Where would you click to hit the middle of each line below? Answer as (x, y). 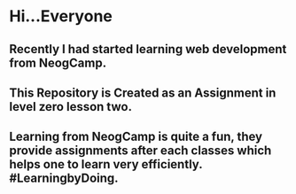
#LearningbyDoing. (64, 178)
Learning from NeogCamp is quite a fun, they (136, 137)
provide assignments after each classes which (140, 151)
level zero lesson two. (71, 107)
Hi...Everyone (61, 16)
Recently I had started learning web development (148, 49)
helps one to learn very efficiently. (106, 164)
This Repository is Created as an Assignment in (143, 93)
